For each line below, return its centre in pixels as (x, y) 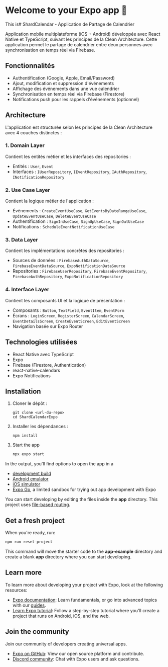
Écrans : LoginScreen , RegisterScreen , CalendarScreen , (68, 315)
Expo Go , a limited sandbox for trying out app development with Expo (84, 489)
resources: (16, 590)
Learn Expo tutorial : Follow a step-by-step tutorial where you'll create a (86, 610)
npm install (25, 436)
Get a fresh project (35, 520)
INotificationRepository (38, 177)
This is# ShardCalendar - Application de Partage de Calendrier (70, 24)
